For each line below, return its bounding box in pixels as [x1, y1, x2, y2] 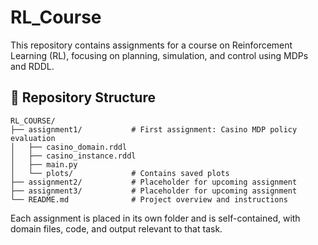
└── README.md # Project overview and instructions [10, 194, 288, 205]
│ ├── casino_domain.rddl [10, 142, 128, 152]
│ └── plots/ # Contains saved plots [10, 168, 230, 178]
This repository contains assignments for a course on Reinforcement [10, 39, 293, 51]
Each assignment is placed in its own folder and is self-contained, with [10, 212, 301, 224]
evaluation [10, 133, 56, 143]
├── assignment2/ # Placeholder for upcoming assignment [10, 177, 298, 187]
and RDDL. [10, 60, 55, 72]
